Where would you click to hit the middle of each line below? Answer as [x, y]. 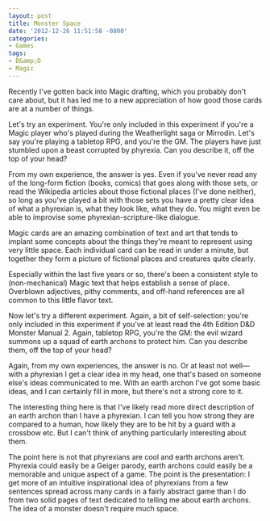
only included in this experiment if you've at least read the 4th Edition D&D [132, 324]
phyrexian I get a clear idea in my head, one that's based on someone [146, 374]
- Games [21, 46]
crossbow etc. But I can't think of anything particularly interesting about [127, 432]
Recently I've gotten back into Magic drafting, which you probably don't [127, 91]
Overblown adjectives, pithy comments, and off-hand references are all [127, 291]
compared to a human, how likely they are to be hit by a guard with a [122, 424]
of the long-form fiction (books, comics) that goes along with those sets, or [133, 183]
